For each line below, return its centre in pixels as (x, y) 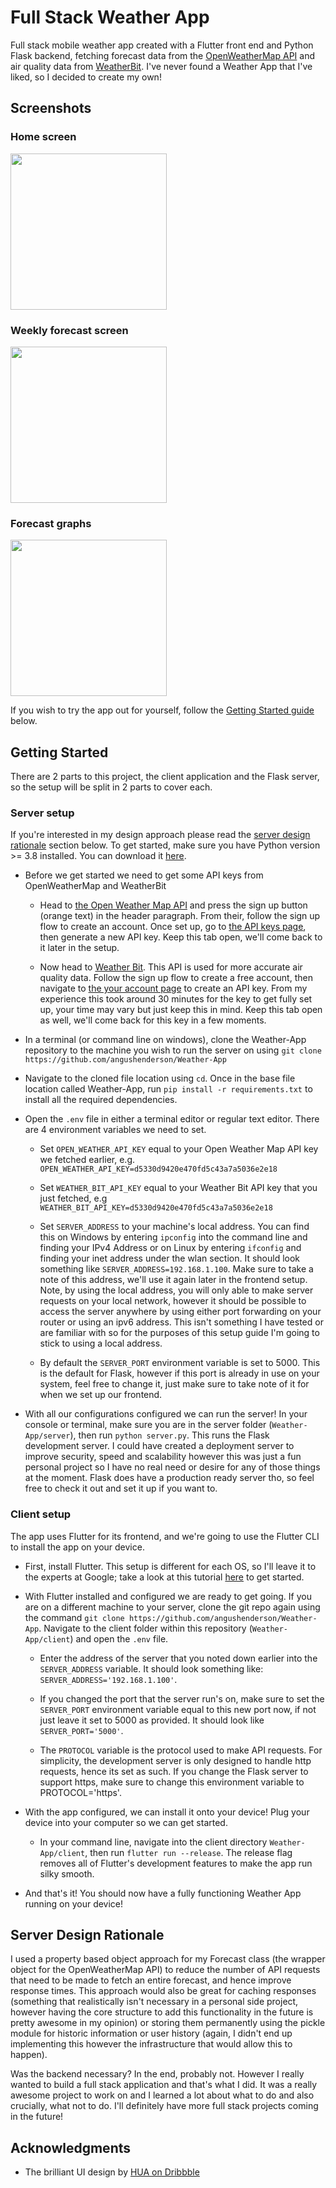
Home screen (43, 137)
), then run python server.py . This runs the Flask (169, 1435)
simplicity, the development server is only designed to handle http (175, 1760)
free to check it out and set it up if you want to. (121, 1488)
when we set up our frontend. (101, 1395)
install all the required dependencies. (101, 1100)
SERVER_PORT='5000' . (81, 1730)
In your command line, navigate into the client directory (153, 1842)
